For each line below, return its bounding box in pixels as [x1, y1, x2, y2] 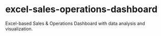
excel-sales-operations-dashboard [5, 4, 158, 15]
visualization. [5, 25, 33, 31]
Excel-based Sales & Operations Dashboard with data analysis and [5, 20, 145, 26]
